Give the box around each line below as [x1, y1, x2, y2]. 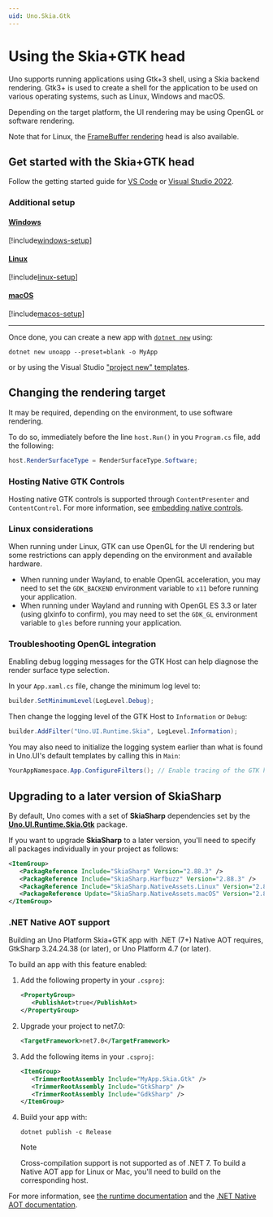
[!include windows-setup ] [8, 235, 93, 245]
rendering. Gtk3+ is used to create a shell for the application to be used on [8, 82, 258, 92]
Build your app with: [19, 1113, 88, 1123]
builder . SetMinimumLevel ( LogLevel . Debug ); [8, 697, 154, 705]
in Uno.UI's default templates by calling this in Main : [8, 751, 180, 761]
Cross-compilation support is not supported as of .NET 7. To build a [19, 1158, 246, 1168]
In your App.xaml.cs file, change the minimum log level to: [8, 681, 201, 691]
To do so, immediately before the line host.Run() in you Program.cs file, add [8, 432, 261, 442]
